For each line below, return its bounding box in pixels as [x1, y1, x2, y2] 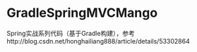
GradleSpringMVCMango [6, 5, 158, 21]
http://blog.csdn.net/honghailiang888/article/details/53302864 [6, 37, 190, 45]
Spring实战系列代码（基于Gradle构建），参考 [6, 29, 135, 37]
